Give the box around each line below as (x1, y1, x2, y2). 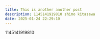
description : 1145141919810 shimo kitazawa (5, 12, 96, 17)
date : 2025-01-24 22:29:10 (5, 16, 60, 21)
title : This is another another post (5, 7, 82, 12)
